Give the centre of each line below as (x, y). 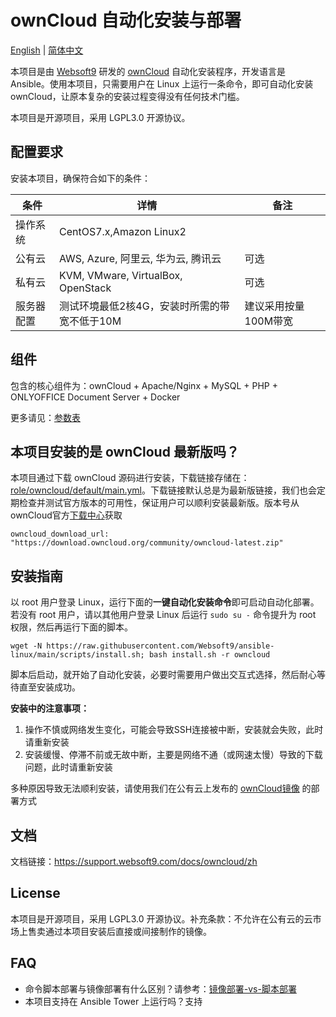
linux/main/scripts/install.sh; (77, 655)
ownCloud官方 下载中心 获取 (66, 515)
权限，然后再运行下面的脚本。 (71, 627)
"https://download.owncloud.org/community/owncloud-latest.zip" (147, 543)
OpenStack (85, 288)
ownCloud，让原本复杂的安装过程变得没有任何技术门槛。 (127, 96)
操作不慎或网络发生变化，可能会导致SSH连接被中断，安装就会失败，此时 (174, 730)
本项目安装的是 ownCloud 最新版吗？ (125, 451)
